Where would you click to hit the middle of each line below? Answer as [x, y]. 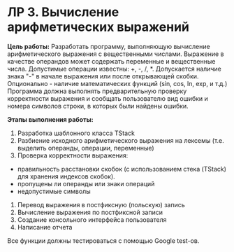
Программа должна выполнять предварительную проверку [97, 91]
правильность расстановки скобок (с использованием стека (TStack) [122, 169]
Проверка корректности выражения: [73, 155]
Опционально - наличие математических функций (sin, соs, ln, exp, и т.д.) [117, 83]
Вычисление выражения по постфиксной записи [90, 212]
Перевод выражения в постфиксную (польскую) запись [101, 204]
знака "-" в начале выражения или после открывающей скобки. [103, 76]
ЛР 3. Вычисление [63, 12]
